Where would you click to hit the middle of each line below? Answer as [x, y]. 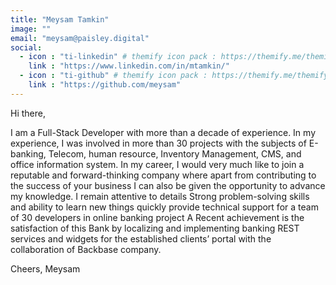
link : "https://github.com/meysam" [105, 85]
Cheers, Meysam [45, 268]
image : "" [31, 29]
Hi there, [28, 113]
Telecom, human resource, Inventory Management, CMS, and [175, 153]
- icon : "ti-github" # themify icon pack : [113, 76]
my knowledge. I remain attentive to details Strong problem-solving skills [160, 196]
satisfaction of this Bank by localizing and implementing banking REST [155, 228]
